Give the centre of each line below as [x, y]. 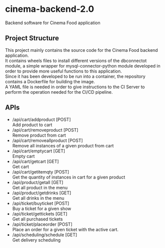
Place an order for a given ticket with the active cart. [65, 229]
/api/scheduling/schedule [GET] [45, 235]
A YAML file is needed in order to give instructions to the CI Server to [75, 87]
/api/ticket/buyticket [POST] [41, 203]
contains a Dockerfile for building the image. [50, 81]
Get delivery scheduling [36, 240]
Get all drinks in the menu [38, 198]
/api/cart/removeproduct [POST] [45, 130]
